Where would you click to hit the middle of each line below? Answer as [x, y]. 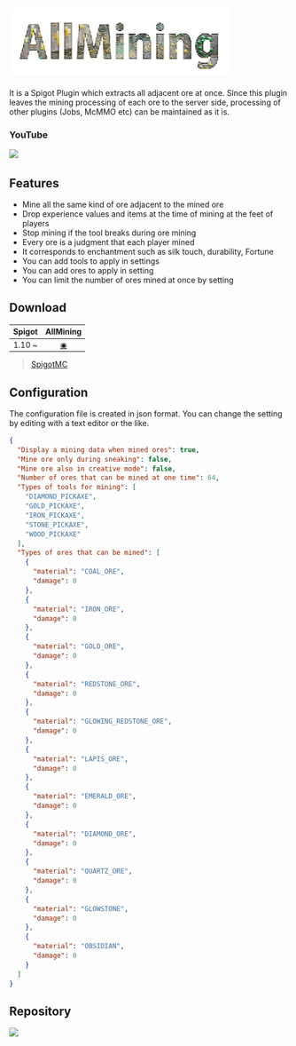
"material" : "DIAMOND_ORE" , [85, 834]
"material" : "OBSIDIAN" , [78, 947]
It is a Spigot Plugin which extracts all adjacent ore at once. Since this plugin [148, 92]
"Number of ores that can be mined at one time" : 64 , [118, 478]
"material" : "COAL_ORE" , [78, 572]
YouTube [29, 134]
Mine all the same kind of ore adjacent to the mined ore [123, 205]
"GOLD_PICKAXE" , [55, 506]
